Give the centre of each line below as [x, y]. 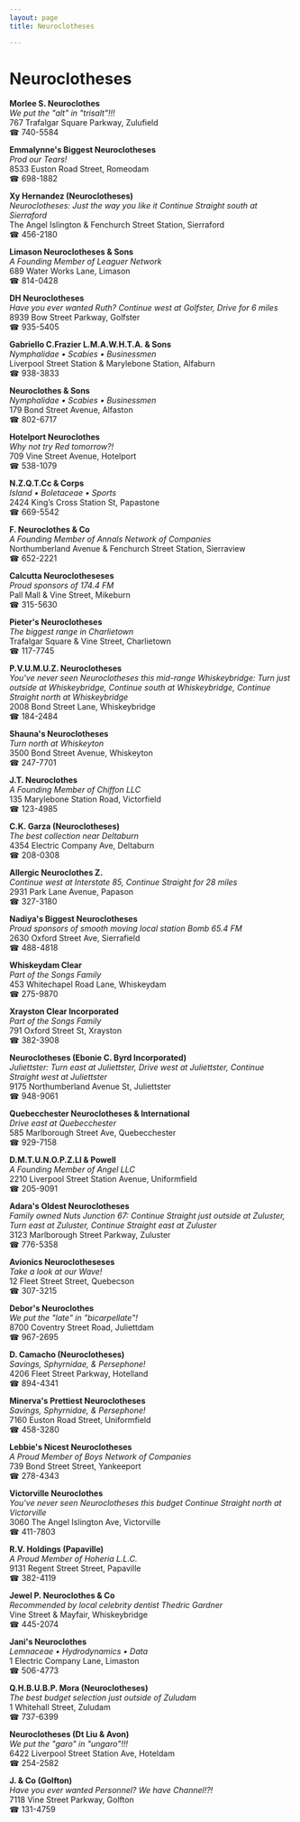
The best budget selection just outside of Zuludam [103, 1697]
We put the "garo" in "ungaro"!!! [69, 1744]
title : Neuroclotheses [52, 26]
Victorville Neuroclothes [56, 1493]
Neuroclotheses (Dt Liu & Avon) [69, 1734]
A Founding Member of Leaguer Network [86, 262]
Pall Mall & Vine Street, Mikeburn [70, 595]
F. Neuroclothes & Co [50, 530]
